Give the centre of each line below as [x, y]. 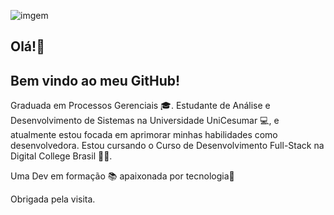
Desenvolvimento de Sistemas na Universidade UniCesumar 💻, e [145, 121]
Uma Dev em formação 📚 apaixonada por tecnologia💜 [122, 176]
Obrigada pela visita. [53, 199]
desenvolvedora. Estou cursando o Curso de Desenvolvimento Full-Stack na [167, 146]
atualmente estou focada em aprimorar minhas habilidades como [144, 135]
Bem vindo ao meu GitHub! [95, 80]
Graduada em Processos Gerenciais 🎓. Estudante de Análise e [140, 106]
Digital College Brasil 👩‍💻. [61, 156]
